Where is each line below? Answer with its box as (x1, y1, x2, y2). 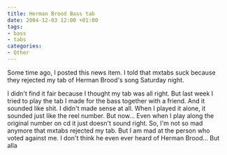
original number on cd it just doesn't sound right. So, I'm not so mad (7, 119, 203, 127)
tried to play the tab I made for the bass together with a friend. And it (7, 96, 205, 105)
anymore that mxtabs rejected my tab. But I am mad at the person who (7, 126, 211, 135)
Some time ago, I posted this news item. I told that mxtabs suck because (7, 68, 216, 77)
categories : (7, 43, 42, 50)
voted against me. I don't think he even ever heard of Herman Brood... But (7, 133, 220, 142)
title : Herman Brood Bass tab (7, 10, 96, 17)
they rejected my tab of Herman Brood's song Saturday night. (7, 75, 184, 84)
